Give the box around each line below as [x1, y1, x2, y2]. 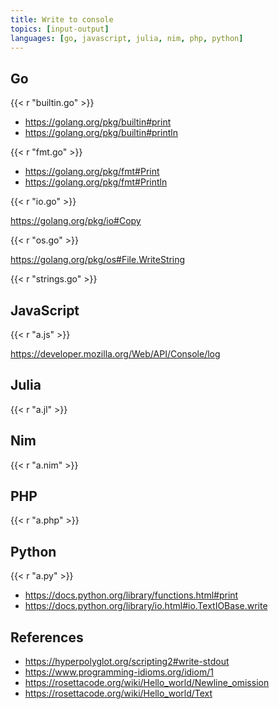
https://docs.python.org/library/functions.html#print [24, 589, 239, 601]
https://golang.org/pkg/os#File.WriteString [10, 254, 186, 266]
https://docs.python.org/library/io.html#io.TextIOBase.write [24, 600, 268, 612]
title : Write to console [10, 14, 114, 25]
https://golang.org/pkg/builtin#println [24, 127, 178, 139]
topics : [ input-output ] [10, 24, 110, 34]
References [10, 629, 84, 646]
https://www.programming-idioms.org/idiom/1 [24, 666, 214, 678]
